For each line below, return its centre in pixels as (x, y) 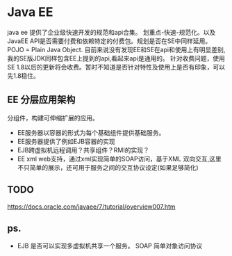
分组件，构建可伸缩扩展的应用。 (53, 118)
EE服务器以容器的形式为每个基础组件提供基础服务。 (91, 132)
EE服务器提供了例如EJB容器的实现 (66, 141)
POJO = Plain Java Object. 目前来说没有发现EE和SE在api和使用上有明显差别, (116, 49)
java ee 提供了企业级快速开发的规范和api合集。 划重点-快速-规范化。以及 (111, 32)
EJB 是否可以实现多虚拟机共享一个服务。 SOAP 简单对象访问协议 (110, 246)
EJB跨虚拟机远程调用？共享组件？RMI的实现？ (83, 150)
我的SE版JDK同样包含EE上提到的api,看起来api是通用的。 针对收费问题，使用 (116, 58)
